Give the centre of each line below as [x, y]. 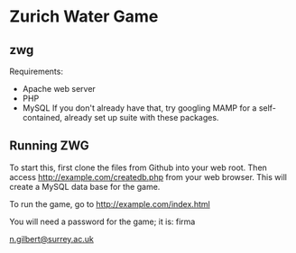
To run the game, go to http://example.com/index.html [110, 203]
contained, [42, 117]
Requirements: [36, 71]
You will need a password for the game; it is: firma [102, 221]
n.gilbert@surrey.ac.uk [52, 239]
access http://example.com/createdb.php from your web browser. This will [148, 176]
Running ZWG [50, 146]
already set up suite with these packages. [142, 117]
